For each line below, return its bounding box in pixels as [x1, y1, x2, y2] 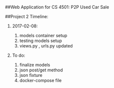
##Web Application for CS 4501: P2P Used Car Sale [5, 4, 109, 10]
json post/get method [19, 67, 63, 73]
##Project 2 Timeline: [5, 14, 48, 19]
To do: [12, 52, 25, 58]
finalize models [19, 62, 50, 67]
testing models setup [19, 38, 62, 44]
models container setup [19, 33, 68, 38]
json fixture [19, 72, 43, 78]
